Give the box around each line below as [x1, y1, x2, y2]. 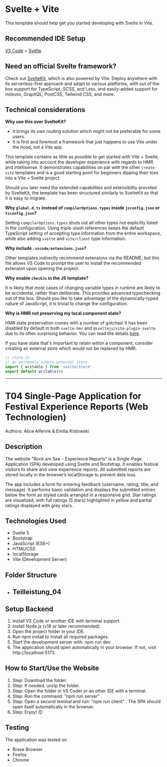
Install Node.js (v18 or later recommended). [12, 623, 101, 629]
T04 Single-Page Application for [5, 391, 142, 402]
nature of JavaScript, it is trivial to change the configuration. [5, 301, 128, 307]
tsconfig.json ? [5, 210, 37, 216]
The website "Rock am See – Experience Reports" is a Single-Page [5, 455, 142, 461]
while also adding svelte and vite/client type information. [5, 235, 127, 242]
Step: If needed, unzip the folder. [12, 682, 80, 688]
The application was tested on [5, 737, 67, 743]
